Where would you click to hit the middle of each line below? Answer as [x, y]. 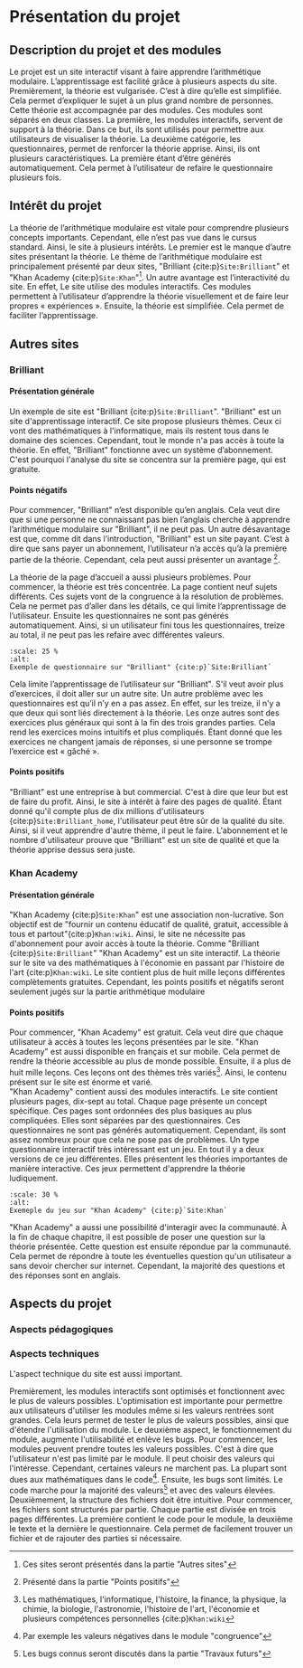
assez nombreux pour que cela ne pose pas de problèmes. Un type [134, 1140]
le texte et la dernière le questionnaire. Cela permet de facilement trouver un [151, 1528]
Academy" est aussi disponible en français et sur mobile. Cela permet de [145, 1052]
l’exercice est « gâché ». [55, 751]
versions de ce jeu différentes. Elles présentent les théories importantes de [149, 1159]
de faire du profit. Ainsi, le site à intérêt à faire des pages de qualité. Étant [146, 801]
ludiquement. [34, 1179]
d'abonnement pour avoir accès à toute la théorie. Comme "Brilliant [134, 943]
